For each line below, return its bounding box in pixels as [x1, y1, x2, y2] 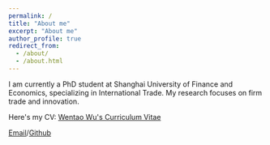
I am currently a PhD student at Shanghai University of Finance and [8, 79, 234, 89]
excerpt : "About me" [8, 27, 79, 35]
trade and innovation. [8, 96, 79, 106]
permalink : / [8, 11, 53, 20]
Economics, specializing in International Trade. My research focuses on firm [8, 87, 263, 97]
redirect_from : [8, 42, 60, 50]
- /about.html [15, 58, 63, 66]
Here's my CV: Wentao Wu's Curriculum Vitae [8, 112, 161, 122]
